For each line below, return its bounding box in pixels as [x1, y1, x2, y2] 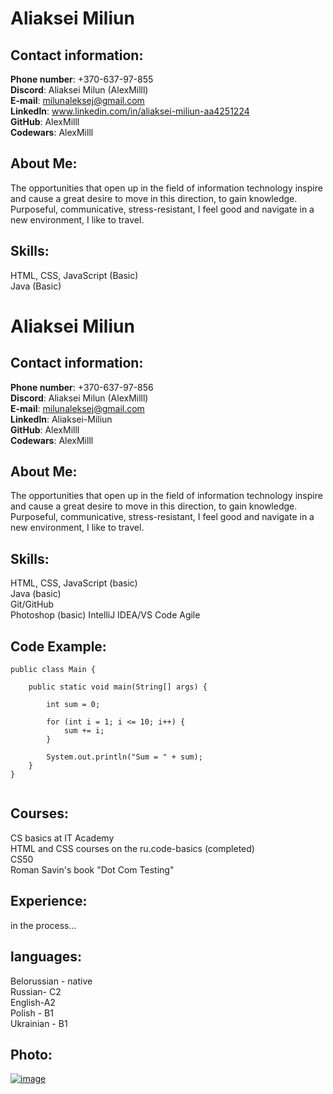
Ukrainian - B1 [10, 1017, 68, 1029]
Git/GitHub [10, 598, 55, 611]
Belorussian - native [10, 975, 93, 987]
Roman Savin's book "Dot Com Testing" [10, 863, 175, 876]
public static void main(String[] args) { [28, 682, 208, 692]
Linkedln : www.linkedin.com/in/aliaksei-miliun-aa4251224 [10, 105, 250, 117]
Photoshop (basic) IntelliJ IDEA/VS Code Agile [10, 609, 201, 621]
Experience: [10, 893, 88, 910]
